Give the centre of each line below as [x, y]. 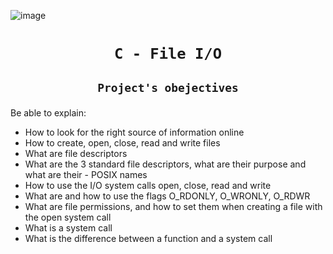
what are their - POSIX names [86, 174]
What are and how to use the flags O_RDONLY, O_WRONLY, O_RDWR [167, 196]
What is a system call [68, 227]
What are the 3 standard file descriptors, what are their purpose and [165, 164]
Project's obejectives [168, 87]
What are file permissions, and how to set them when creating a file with [173, 206]
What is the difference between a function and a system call [148, 238]
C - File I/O [168, 54]
